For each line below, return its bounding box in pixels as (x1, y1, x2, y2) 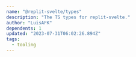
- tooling (11, 42, 36, 48)
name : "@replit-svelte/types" (6, 8, 82, 15)
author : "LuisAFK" (6, 20, 52, 26)
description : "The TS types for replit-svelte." (6, 14, 131, 20)
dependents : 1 (6, 25, 42, 31)
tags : (6, 36, 20, 42)
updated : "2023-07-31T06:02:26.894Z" (6, 31, 101, 37)
